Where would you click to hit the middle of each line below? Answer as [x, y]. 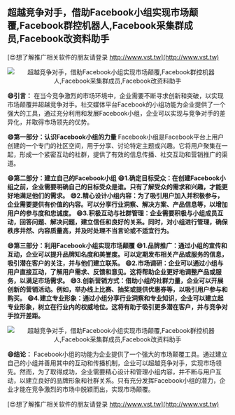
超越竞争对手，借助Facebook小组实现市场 [98, 13]
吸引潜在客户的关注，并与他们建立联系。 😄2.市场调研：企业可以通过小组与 [115, 263]
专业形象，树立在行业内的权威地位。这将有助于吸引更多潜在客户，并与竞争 [114, 306]
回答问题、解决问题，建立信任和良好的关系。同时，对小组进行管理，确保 [123, 222]
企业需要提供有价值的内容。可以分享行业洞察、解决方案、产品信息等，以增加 [117, 204]
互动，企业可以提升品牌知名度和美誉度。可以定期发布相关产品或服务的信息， [117, 254]
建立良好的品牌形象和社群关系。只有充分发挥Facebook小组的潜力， [122, 380]
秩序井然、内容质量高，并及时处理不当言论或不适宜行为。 [90, 231]
